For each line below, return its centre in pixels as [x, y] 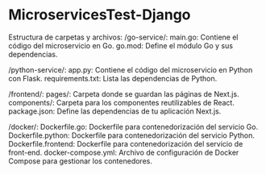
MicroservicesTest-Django [100, 15]
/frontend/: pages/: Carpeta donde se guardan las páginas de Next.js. [124, 93]
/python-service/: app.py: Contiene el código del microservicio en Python [131, 69]
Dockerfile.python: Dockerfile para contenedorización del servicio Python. [132, 135]
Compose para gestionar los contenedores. [81, 161]
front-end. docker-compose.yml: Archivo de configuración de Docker [124, 152]
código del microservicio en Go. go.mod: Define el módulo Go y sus [121, 45]
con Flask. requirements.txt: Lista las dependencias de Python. [113, 78]
